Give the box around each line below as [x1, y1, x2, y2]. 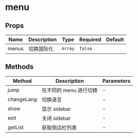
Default [106, 36, 124, 43]
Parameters [102, 77, 131, 84]
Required [79, 36, 102, 43]
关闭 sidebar [41, 115, 71, 122]
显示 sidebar [41, 105, 71, 112]
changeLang [7, 96, 37, 103]
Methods [5, 63, 34, 71]
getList [7, 124, 24, 131]
